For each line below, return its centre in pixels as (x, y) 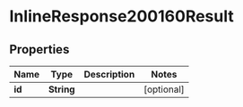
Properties (39, 49)
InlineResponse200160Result (122, 16)
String (61, 89)
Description (109, 74)
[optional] (164, 89)
